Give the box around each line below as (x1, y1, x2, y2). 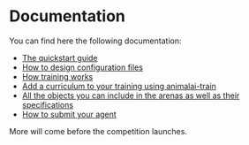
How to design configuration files (21, 62, 144, 72)
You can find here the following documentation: (9, 35, 182, 46)
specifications (21, 99, 73, 110)
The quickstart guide (21, 52, 99, 63)
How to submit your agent (21, 109, 117, 119)
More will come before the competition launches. (9, 126, 188, 136)
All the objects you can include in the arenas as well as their (21, 90, 240, 101)
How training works (21, 71, 94, 81)
